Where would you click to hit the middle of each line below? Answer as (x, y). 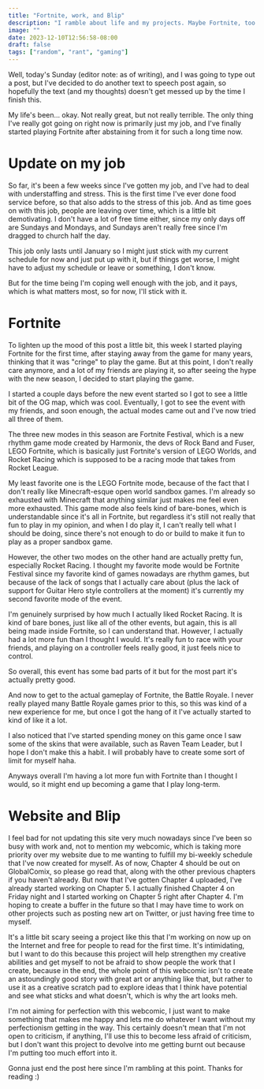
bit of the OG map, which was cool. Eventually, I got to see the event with (127, 402)
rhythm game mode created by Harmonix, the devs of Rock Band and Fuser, (132, 442)
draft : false (30, 45)
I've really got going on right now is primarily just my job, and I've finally (125, 123)
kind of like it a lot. (38, 720)
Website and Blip (64, 816)
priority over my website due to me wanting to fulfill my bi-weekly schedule (130, 854)
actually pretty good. (42, 680)
